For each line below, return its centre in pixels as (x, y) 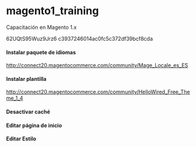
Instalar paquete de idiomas (41, 52)
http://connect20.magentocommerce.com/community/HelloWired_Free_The (98, 92)
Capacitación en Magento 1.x (41, 27)
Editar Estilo (21, 139)
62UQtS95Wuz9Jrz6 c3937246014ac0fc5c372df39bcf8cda (80, 38)
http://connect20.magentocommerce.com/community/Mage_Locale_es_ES (97, 66)
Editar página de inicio (34, 125)
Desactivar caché (28, 112)
